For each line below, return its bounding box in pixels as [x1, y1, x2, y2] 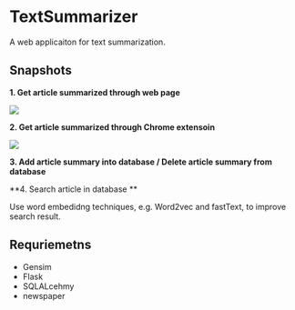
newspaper [22, 290, 66, 301]
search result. [9, 211, 61, 222]
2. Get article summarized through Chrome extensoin [9, 121, 216, 133]
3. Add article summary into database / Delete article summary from [9, 156, 273, 167]
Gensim [22, 261, 52, 272]
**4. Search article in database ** [9, 184, 138, 195]
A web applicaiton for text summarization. [9, 36, 166, 47]
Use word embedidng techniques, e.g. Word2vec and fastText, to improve [9, 201, 287, 212]
